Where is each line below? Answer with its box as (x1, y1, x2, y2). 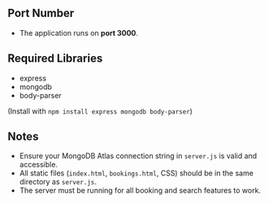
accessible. (19, 160, 59, 170)
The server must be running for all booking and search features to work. (19, 186, 262, 196)
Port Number (7, 6, 75, 20)
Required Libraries (7, 52, 103, 66)
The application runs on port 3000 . (19, 28, 139, 37)
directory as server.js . (19, 177, 97, 187)
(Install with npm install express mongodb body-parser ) (7, 106, 193, 116)
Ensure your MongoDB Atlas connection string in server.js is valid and (19, 151, 258, 161)
